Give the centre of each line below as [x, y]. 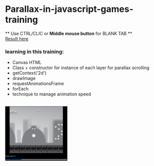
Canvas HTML [27, 63]
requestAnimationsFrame [38, 83]
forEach [20, 89]
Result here [17, 39]
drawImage [24, 79]
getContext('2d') [29, 73]
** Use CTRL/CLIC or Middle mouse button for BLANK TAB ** [69, 33]
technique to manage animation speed [52, 94]
